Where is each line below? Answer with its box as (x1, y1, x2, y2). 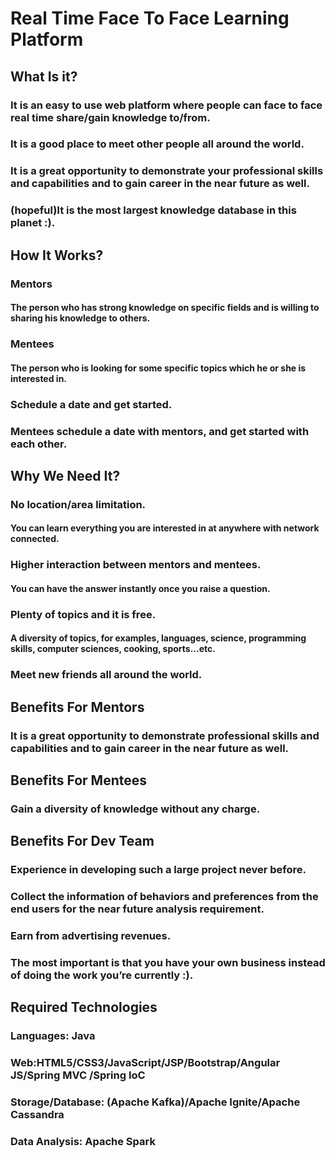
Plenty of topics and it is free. (10, 607, 157, 621)
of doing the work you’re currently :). (10, 968, 194, 982)
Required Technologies (10, 999, 158, 1016)
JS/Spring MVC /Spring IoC (10, 1068, 146, 1082)
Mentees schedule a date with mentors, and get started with (10, 424, 310, 438)
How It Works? (10, 247, 104, 264)
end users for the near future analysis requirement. (10, 902, 265, 916)
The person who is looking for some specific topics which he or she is (10, 362, 307, 374)
